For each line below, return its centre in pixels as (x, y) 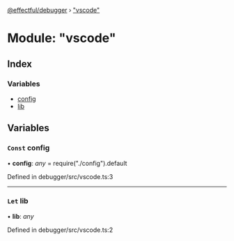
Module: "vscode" (62, 38)
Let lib (18, 201)
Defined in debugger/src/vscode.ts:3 (60, 176)
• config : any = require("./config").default (67, 163)
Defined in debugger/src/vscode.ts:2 (60, 230)
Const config (29, 148)
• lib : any (21, 216)
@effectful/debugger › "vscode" (54, 10)
